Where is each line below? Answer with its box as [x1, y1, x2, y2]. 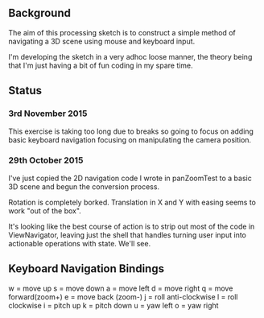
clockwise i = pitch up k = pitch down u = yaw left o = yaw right [8, 300, 219, 310]
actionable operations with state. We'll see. [8, 238, 151, 248]
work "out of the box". [8, 205, 82, 216]
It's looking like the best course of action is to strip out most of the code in [8, 221, 255, 231]
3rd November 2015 [8, 108, 88, 119]
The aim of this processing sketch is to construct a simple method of [8, 27, 236, 37]
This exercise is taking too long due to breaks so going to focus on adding [8, 126, 254, 136]
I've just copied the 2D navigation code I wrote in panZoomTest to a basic [8, 173, 252, 183]
